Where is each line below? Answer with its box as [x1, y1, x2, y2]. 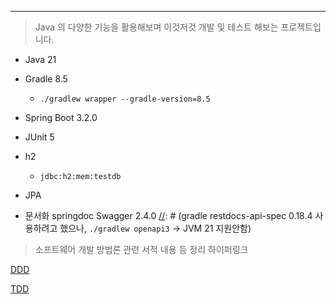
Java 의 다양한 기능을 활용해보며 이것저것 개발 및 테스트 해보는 [34, 21, 279, 33]
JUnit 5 [24, 131, 55, 143]
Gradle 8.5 [24, 73, 68, 85]
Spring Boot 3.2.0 [24, 112, 98, 123]
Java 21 [24, 54, 57, 65]
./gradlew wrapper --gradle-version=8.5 [39, 94, 211, 104]
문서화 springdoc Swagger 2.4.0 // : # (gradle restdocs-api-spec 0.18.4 [24, 210, 313, 221]
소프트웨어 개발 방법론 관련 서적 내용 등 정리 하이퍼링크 [34, 244, 249, 255]
